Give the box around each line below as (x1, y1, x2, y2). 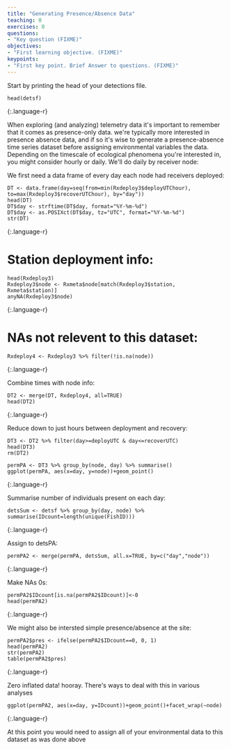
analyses (7, 688, 33, 697)
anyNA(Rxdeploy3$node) (7, 293, 73, 300)
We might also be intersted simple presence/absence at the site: (7, 623, 191, 632)
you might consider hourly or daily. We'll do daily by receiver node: (7, 158, 199, 166)
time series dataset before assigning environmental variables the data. (7, 142, 209, 151)
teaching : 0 (7, 17, 42, 24)
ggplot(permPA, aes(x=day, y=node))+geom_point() (7, 468, 154, 475)
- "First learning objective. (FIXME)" (7, 50, 123, 56)
